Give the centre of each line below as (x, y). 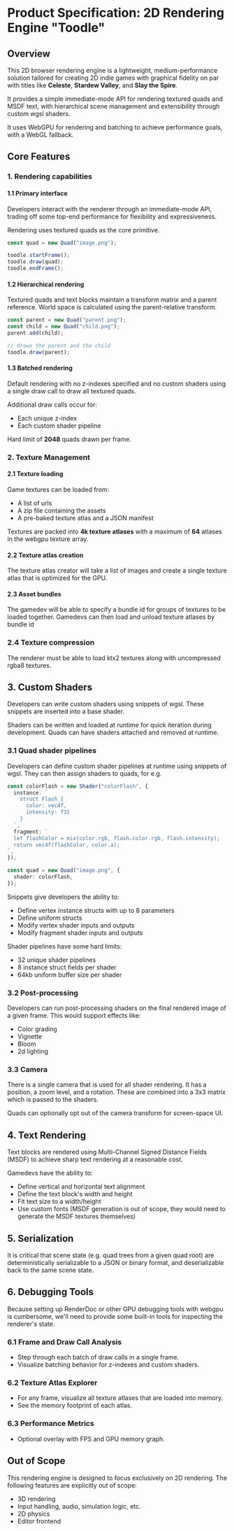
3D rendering (36, 1499)
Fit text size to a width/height (59, 1201)
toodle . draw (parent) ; (39, 352)
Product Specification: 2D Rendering (116, 13)
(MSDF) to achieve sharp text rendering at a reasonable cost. (95, 1159)
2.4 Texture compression (51, 643)
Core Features (39, 156)
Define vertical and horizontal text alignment (81, 1187)
